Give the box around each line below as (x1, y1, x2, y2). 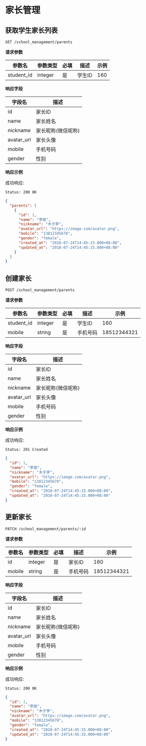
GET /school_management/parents (5, 40, 72, 45)
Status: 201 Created (5, 447, 48, 452)
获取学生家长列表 (5, 26, 58, 35)
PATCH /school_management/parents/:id (5, 526, 86, 531)
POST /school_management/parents (5, 288, 75, 293)
